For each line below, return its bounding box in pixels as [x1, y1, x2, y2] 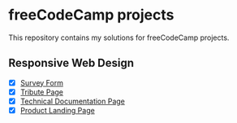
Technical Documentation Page [19, 96, 126, 106]
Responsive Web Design [8, 56, 135, 70]
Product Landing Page [19, 105, 95, 115]
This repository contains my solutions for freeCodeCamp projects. [8, 33, 230, 42]
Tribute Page [19, 87, 63, 97]
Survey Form [19, 77, 63, 87]
